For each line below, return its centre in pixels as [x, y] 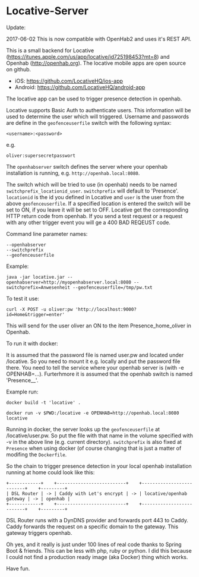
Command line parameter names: [47, 234]
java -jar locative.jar [36, 277]
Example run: [22, 392]
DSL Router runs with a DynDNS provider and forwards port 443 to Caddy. [97, 520]
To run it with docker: [32, 343]
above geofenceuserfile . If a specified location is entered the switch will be [99, 203]
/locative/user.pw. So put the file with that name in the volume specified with [99, 436]
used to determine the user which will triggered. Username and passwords [97, 116]
